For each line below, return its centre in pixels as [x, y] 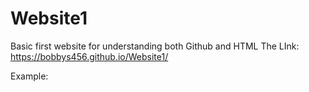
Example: [29, 76]
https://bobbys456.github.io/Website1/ [89, 56]
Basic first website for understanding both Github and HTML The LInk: [155, 46]
